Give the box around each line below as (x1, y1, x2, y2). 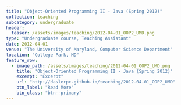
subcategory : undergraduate (6, 19, 74, 25)
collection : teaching (6, 14, 59, 20)
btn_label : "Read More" (16, 85, 74, 90)
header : (6, 24, 25, 31)
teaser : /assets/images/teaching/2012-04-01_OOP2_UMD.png (11, 30, 155, 36)
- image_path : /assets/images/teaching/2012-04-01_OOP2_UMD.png (11, 62, 171, 69)
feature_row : (6, 57, 38, 63)
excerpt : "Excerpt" (16, 73, 64, 79)
